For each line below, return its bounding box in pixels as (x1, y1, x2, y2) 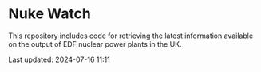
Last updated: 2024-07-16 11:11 (8, 55, 110, 64)
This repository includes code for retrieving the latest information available (8, 31, 254, 40)
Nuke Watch (8, 5, 92, 23)
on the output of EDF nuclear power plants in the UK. (8, 39, 182, 48)
